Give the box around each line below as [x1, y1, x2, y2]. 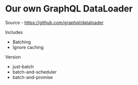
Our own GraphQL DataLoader [5, 3, 133, 14]
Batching [12, 38, 31, 45]
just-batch [12, 63, 34, 69]
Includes [5, 29, 23, 35]
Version [5, 53, 21, 60]
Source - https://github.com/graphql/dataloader [5, 19, 104, 25]
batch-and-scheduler [12, 68, 57, 75]
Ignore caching [12, 44, 44, 50]
